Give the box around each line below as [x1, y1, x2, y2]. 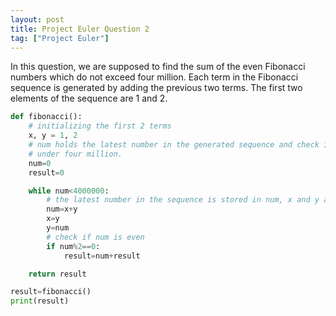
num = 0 [28, 158, 52, 168]
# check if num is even [46, 232, 145, 242]
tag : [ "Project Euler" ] [10, 33, 110, 43]
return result [28, 269, 87, 279]
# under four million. [28, 149, 123, 159]
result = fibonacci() [10, 287, 92, 297]
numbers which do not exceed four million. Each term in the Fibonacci [10, 71, 299, 83]
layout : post [10, 14, 65, 25]
